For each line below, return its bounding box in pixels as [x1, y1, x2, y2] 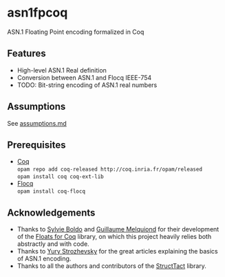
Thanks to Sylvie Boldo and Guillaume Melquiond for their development [17, 225, 219, 233]
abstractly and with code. [17, 240, 89, 248]
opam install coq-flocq [17, 188, 86, 195]
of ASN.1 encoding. [17, 254, 72, 263]
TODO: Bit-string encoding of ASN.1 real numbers [17, 81, 158, 89]
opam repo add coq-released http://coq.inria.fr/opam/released [17, 166, 203, 173]
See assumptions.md [7, 119, 67, 127]
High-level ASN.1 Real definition [17, 66, 107, 74]
